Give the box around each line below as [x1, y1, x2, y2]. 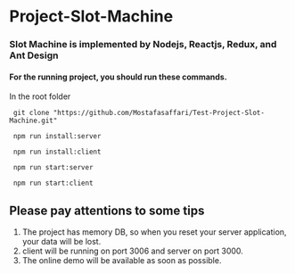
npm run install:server [12, 132, 102, 141]
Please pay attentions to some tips [9, 203, 205, 218]
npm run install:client [12, 147, 102, 157]
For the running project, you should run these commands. [9, 71, 227, 82]
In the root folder [9, 91, 71, 102]
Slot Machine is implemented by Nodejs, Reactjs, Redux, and [9, 38, 277, 51]
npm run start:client [12, 179, 94, 188]
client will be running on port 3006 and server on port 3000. [21, 245, 243, 256]
